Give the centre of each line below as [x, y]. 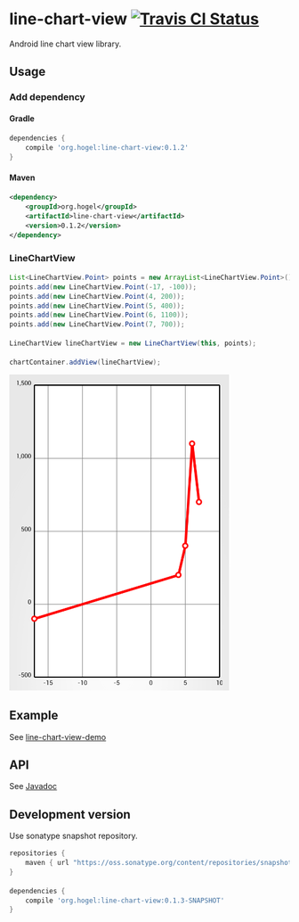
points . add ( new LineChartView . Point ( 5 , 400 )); [97, 306]
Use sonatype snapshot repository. [73, 836]
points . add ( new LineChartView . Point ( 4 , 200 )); [97, 296]
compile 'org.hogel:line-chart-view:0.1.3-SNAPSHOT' [125, 901]
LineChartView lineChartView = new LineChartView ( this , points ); [133, 343]
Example [34, 716]
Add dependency [48, 97]
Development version [70, 815]
